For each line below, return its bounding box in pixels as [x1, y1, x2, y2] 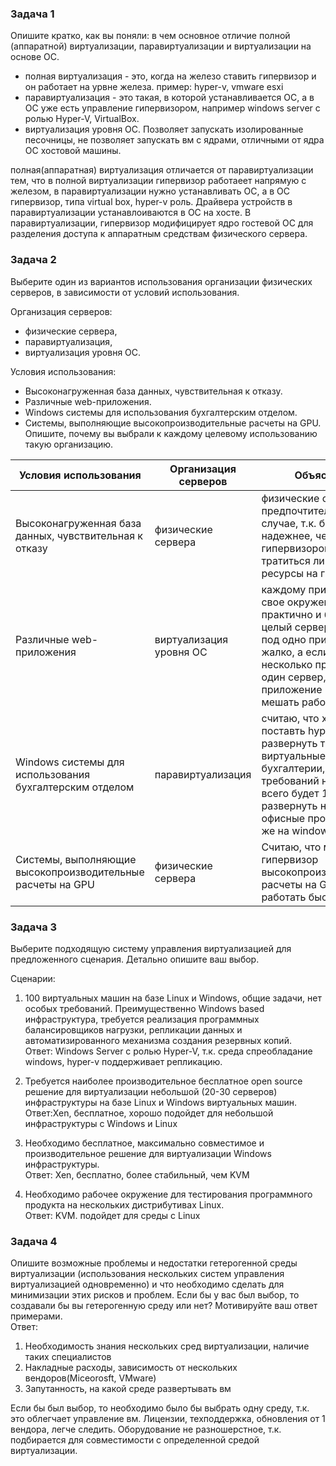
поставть [261, 723, 306, 737]
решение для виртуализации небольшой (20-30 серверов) [24, 1085, 278, 1097]
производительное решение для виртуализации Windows [24, 1147, 272, 1159]
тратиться [261, 553, 311, 567]
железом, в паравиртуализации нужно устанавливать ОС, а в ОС [10, 185, 290, 197]
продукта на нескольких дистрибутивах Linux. [24, 1198, 225, 1211]
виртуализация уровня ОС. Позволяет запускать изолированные [24, 123, 304, 136]
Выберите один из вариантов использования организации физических [10, 275, 313, 287]
